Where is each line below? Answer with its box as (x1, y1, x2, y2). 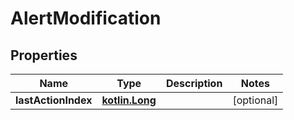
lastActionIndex (15, 93, 93, 107)
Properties (10, 47, 78, 64)
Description (165, 77, 223, 90)
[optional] (232, 93, 279, 107)
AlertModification (10, 7, 162, 30)
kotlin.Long (101, 93, 157, 107)
